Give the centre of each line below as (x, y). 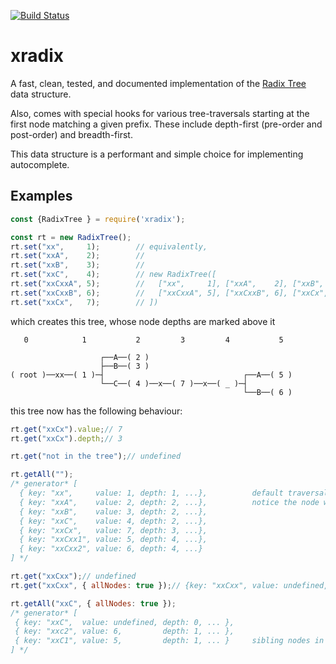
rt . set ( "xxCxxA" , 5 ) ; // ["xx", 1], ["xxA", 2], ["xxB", (167, 284)
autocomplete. (40, 164)
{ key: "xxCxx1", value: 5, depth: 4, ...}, (113, 540)
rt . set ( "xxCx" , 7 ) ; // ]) (84, 302)
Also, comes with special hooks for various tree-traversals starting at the (160, 113)
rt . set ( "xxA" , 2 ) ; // (77, 256)
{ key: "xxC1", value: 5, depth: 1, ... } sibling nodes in (169, 641)
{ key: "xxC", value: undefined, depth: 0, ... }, (124, 622)
